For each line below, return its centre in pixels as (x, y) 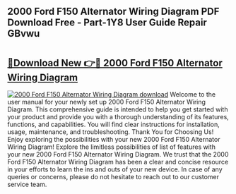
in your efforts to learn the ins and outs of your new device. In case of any (115, 169)
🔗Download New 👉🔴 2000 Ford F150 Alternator (115, 63)
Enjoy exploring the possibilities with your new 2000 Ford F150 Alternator (114, 139)
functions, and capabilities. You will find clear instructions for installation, (114, 124)
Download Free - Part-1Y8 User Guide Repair (107, 23)
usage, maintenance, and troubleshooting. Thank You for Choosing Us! (111, 132)
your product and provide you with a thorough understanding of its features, (118, 117)
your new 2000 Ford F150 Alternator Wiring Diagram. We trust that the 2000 (118, 154)
